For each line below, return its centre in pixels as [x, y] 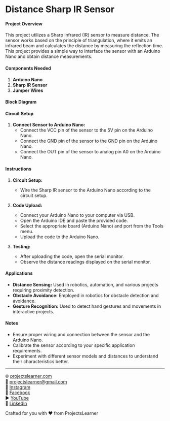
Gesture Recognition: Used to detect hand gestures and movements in [87, 306]
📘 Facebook [18, 393]
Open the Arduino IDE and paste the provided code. [74, 220]
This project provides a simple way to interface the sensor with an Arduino [83, 51]
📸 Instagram [18, 387]
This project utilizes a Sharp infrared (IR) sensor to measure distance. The [82, 35]
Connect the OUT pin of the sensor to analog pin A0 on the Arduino [90, 152]
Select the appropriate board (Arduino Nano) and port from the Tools [92, 226]
